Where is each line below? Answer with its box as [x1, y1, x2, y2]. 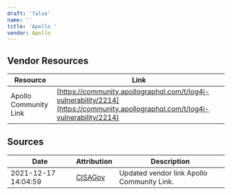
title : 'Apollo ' [7, 23, 57, 30]
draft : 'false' [7, 10, 51, 17]
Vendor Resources [7, 54, 89, 66]
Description [151, 156, 190, 166]
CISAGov [75, 172, 106, 182]
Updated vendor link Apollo [119, 168, 208, 178]
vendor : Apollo [7, 29, 51, 37]
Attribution [75, 156, 113, 166]
